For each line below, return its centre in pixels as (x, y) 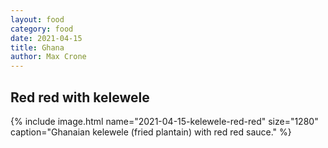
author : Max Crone (48, 57)
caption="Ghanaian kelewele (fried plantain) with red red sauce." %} (151, 132)
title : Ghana (37, 47)
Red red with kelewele (80, 97)
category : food (42, 29)
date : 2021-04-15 (46, 38)
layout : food (37, 19)
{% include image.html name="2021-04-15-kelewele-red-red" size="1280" (164, 121)
